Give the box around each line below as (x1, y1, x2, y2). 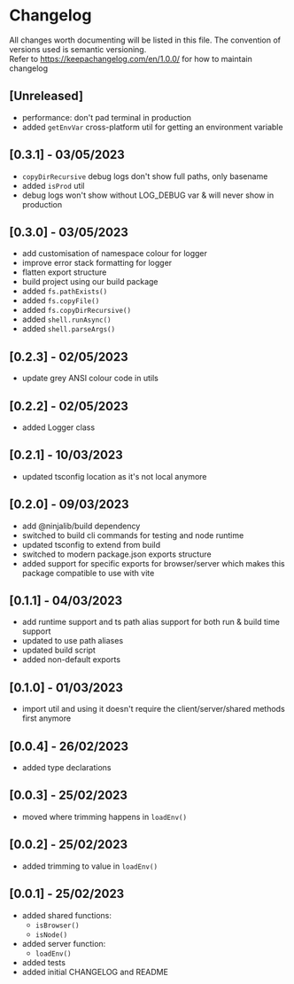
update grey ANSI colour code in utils (21, 373, 159, 384)
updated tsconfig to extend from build (21, 539, 161, 550)
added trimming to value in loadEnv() (21, 861, 158, 871)
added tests (21, 957, 66, 967)
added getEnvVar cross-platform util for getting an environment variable (21, 121, 283, 132)
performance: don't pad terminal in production (21, 112, 192, 122)
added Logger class (21, 422, 96, 433)
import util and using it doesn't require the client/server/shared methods (21, 704, 285, 715)
